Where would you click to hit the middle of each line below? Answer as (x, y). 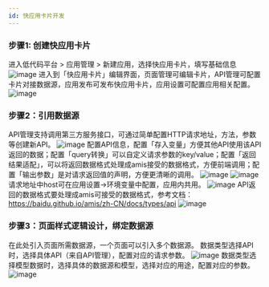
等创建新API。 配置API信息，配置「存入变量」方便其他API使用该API (135, 144)
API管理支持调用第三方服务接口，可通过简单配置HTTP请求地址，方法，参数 (132, 135)
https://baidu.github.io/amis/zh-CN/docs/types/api (92, 204)
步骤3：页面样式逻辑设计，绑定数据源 (81, 226)
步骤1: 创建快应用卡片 (49, 45)
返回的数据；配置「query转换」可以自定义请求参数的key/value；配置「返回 (132, 155)
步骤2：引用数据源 (44, 115)
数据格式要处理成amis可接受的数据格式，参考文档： (107, 195)
